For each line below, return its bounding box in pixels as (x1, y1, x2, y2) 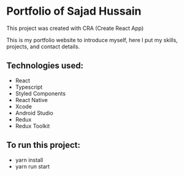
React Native (15, 96, 48, 103)
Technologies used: (6, 61, 84, 71)
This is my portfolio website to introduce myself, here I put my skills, (6, 36, 178, 43)
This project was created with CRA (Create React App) (6, 24, 144, 32)
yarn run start (15, 163, 50, 170)
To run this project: (6, 140, 81, 150)
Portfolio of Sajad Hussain (6, 4, 142, 18)
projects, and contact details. (6, 43, 80, 50)
